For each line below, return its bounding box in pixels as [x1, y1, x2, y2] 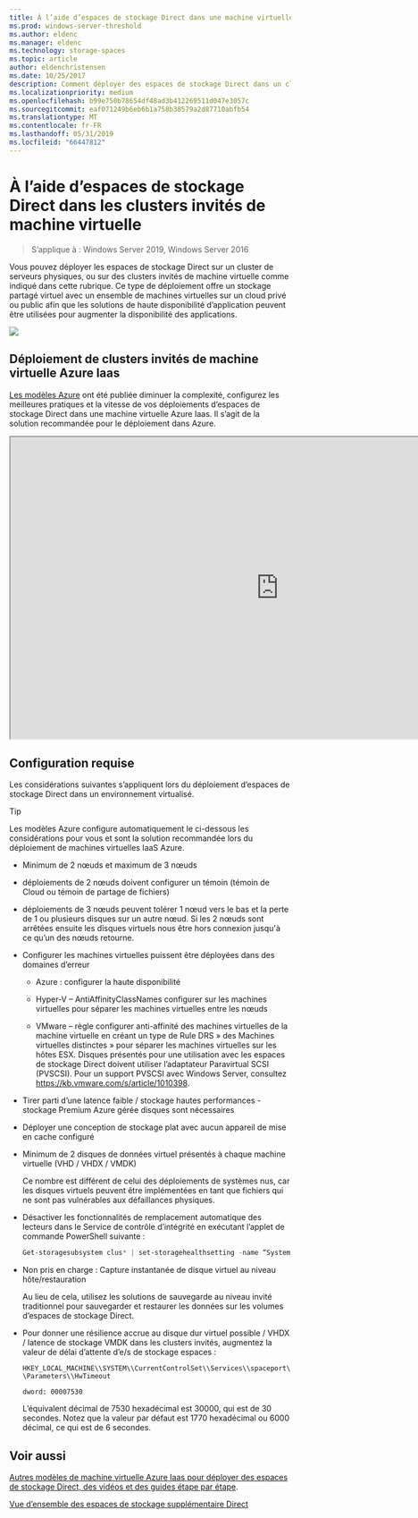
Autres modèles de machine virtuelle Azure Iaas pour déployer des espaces [9, 1472, 288, 1482]
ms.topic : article [9, 55, 78, 64]
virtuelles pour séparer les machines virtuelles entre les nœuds [35, 1004, 268, 1014]
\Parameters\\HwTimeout [21, 1372, 112, 1381]
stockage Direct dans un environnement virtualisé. [9, 789, 195, 800]
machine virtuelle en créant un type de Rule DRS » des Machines [35, 1030, 275, 1041]
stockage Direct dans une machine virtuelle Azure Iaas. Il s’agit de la [9, 408, 261, 419]
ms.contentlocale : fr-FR [9, 122, 102, 131]
